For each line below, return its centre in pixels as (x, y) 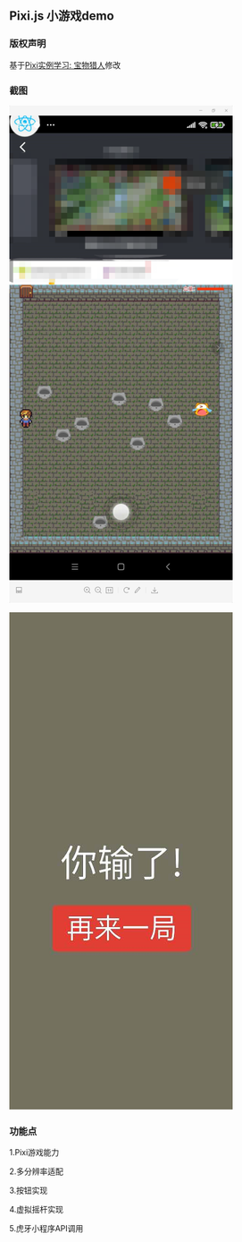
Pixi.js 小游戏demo (62, 16)
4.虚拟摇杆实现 (37, 1210)
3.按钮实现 (29, 1191)
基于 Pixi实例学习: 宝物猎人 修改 (65, 64)
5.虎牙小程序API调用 (46, 1229)
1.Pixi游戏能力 (34, 1153)
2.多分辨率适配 (37, 1171)
